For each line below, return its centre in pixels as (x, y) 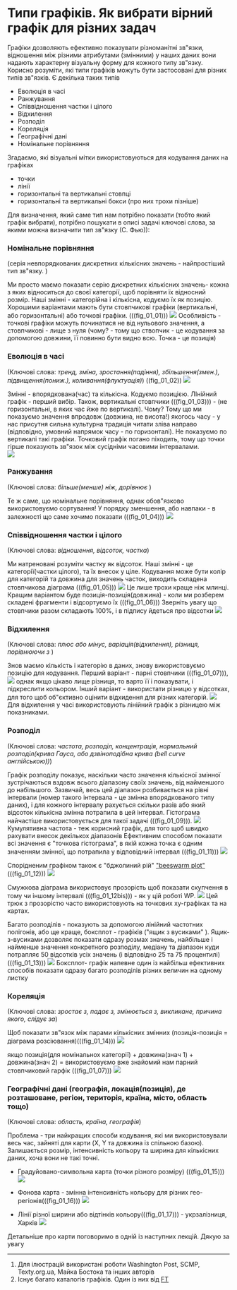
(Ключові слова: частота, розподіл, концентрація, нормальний (102, 746)
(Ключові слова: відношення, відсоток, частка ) (78, 550)
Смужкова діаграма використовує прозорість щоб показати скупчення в (118, 887)
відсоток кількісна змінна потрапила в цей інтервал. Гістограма (104, 812)
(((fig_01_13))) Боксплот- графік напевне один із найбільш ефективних (116, 962)
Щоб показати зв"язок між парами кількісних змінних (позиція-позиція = (117, 1033)
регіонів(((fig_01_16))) (49, 1201)
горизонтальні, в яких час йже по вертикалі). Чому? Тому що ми (105, 409)
